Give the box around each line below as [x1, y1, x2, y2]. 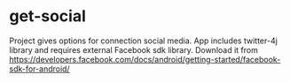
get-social [9, 6, 87, 26]
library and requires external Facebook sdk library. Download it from [9, 44, 259, 55]
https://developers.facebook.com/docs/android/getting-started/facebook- [9, 54, 281, 64]
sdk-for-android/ [9, 63, 70, 74]
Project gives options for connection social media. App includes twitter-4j [9, 35, 278, 46]
